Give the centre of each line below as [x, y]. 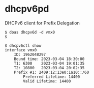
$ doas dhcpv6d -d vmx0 [30, 32]
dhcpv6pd [27, 9]
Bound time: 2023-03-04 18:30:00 [49, 59]
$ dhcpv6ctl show [23, 46]
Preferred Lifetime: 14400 [52, 77]
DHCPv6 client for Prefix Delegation [42, 23]
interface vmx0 [21, 50]
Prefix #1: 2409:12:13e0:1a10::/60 [52, 72]
